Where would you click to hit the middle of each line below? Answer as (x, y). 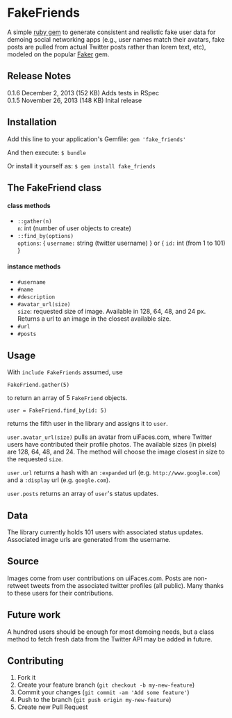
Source (23, 561)
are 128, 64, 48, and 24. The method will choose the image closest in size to (116, 452)
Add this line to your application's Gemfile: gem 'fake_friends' (97, 139)
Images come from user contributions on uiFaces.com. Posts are (100, 578)
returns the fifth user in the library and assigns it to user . (88, 424)
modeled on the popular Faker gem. (58, 54)
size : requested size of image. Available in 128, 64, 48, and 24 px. (111, 312)
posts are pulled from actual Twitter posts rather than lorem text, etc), (107, 47)
